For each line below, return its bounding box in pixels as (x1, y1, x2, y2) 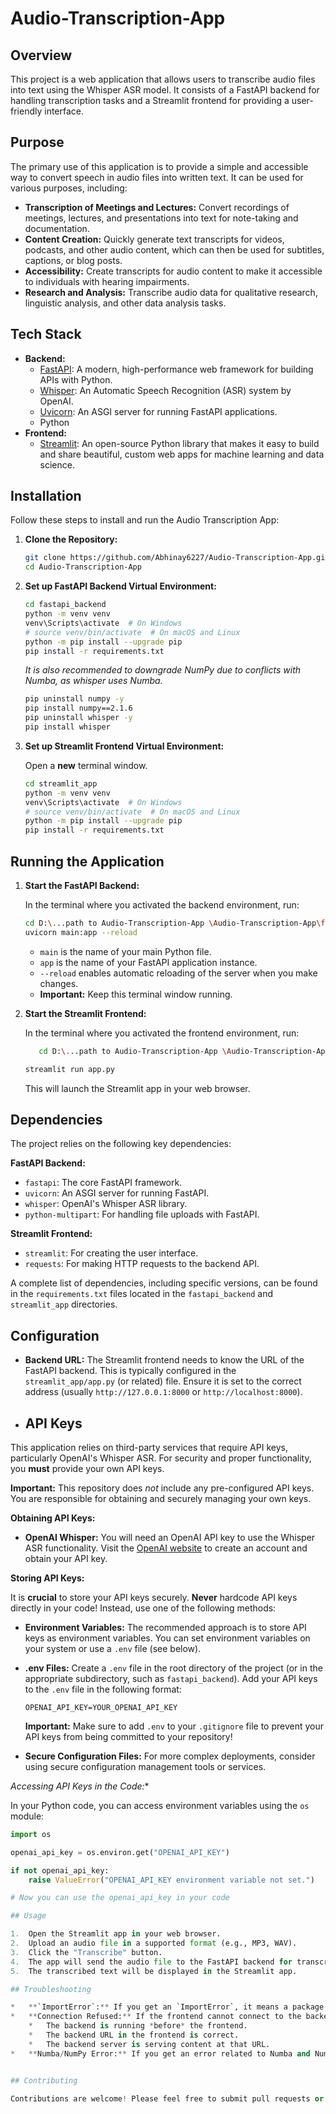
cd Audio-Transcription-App (24, 562, 142, 572)
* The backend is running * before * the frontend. (28, 2021, 248, 2031)
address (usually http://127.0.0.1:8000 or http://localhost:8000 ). (24, 1386, 303, 1398)
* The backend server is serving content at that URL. (28, 2039, 271, 2049)
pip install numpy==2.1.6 (24, 703, 133, 714)
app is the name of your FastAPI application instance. (39, 956, 258, 968)
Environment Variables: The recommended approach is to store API (24, 1621, 307, 1633)
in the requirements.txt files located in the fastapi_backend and (10, 1288, 273, 1300)
